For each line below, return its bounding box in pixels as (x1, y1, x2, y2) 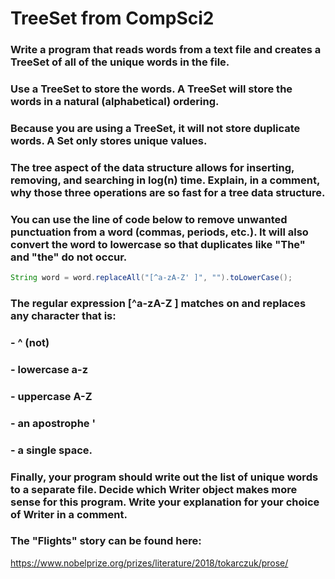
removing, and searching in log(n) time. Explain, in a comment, (10, 173, 320, 187)
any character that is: (10, 308, 117, 322)
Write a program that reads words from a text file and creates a (10, 43, 322, 57)
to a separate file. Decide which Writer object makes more (10, 482, 298, 496)
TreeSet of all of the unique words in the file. (10, 55, 230, 69)
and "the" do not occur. (10, 250, 128, 264)
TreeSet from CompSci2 (10, 7, 215, 30)
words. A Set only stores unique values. (10, 133, 208, 147)
